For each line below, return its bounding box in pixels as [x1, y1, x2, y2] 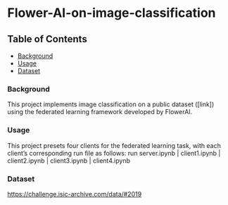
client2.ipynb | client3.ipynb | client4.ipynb [7, 156, 130, 165]
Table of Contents [7, 33, 88, 45]
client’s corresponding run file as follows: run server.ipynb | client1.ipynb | [7, 149, 221, 157]
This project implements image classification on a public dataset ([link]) [7, 100, 215, 108]
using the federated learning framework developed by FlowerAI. [7, 108, 193, 116]
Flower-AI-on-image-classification [7, 5, 216, 21]
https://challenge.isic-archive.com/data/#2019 [7, 190, 142, 198]
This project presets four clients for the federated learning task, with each [7, 141, 222, 149]
